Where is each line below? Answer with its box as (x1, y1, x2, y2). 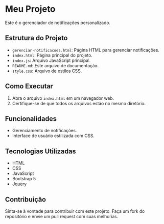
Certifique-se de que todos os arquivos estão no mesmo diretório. (12, 100, 146, 106)
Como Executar (5, 82, 53, 90)
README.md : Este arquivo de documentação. (12, 62, 99, 68)
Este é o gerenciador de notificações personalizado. (5, 20, 111, 26)
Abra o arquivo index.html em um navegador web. (12, 95, 114, 101)
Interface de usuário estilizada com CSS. (12, 133, 94, 139)
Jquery (12, 181, 27, 187)
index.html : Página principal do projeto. (12, 52, 93, 58)
